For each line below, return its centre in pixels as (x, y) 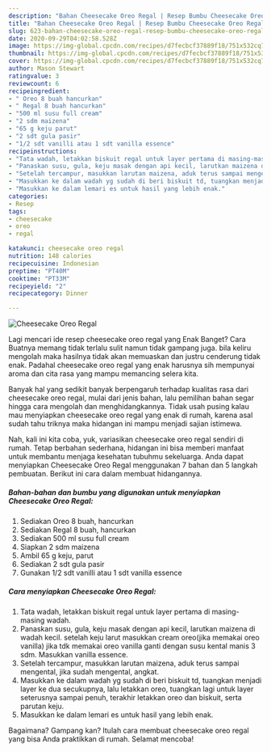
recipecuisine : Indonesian (54, 264)
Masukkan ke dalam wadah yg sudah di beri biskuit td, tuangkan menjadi (141, 681)
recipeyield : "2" (38, 286)
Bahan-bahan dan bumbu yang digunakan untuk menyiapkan (115, 492)
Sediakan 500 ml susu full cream (74, 539)
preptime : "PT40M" (39, 271)
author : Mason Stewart (46, 69)
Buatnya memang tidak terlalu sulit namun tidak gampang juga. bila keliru (130, 348)
